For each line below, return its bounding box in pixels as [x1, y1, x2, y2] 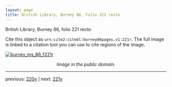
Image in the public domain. [56, 61, 116, 67]
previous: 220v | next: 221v [5, 76, 63, 82]
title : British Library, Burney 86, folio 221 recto [5, 12, 120, 17]
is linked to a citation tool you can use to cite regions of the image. [5, 41, 145, 47]
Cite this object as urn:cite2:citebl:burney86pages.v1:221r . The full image [5, 36, 164, 42]
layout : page [5, 7, 33, 13]
